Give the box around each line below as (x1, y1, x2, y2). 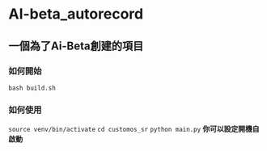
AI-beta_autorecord (8, 5, 144, 23)
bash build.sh (8, 84, 57, 92)
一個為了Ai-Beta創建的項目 (8, 39, 144, 52)
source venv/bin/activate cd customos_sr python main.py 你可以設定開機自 (8, 124, 261, 134)
